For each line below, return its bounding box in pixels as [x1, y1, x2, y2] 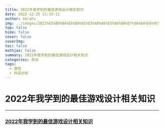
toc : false [5, 43, 27, 48]
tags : [5, 62, 16, 66]
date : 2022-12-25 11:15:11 [5, 12, 60, 17]
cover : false [5, 35, 32, 40]
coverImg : [5, 39, 25, 44]
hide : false [5, 30, 29, 35]
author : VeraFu [5, 16, 36, 21]
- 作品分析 [9, 71, 29, 76]
